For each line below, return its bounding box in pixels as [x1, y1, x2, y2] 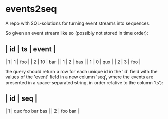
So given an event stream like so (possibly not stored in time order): [5, 30, 148, 36]
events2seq [5, 3, 57, 15]
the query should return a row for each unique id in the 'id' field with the [5, 68, 158, 74]
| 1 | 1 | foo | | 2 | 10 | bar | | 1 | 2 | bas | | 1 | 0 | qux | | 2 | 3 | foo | [5, 58, 141, 65]
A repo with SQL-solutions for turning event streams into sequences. [5, 20, 151, 26]
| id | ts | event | [5, 45, 56, 54]
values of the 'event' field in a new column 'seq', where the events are [5, 74, 154, 80]
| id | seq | [5, 94, 38, 103]
